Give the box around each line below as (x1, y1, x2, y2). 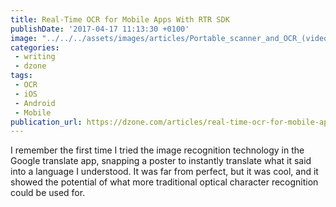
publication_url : (10, 117, 83, 127)
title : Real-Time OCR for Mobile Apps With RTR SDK (10, 14, 230, 25)
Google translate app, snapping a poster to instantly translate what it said (10, 155, 312, 167)
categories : (10, 42, 60, 53)
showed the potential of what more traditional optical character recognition (10, 176, 319, 188)
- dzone (14, 61, 47, 71)
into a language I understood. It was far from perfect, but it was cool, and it (10, 166, 319, 178)
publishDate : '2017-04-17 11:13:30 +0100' (10, 24, 190, 34)
